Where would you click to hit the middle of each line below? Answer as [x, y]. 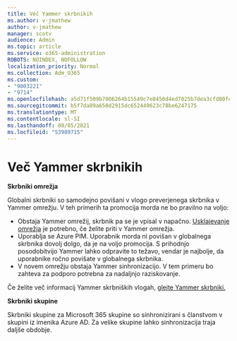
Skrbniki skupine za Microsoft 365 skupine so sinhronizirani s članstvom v [115, 315]
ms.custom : [23, 79]
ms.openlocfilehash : [38, 100]
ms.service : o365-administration [56, 54]
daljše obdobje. [30, 330]
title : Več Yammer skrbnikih [50, 14]
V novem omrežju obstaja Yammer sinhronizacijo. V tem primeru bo [115, 266]
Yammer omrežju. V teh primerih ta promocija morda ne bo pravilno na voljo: [118, 208]
